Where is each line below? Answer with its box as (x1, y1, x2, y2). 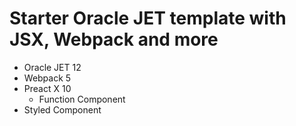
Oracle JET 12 (23, 61, 82, 73)
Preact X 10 (23, 82, 72, 94)
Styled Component (23, 103, 102, 116)
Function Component (38, 93, 126, 105)
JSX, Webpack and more (9, 28, 219, 51)
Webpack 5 (23, 72, 72, 84)
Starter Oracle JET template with (9, 7, 287, 30)
